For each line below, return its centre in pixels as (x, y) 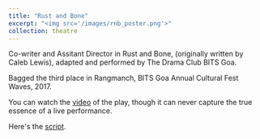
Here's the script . (37, 127)
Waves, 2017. (30, 86)
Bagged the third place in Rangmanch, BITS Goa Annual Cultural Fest (124, 78)
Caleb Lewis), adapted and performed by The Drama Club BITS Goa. (123, 62)
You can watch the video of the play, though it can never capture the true (130, 103)
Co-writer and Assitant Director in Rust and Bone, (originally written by (126, 54)
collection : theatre (43, 31)
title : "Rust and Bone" (49, 16)
